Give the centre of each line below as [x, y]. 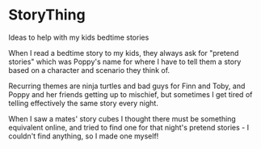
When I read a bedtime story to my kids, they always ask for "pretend [124, 53]
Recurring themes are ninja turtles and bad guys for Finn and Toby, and [127, 86]
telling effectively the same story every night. [84, 103]
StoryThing [47, 15]
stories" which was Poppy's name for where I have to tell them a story [125, 62]
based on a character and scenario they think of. [89, 70]
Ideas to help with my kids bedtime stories [79, 37]
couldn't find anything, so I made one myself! [84, 136]
